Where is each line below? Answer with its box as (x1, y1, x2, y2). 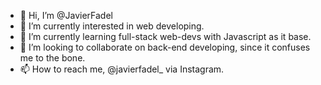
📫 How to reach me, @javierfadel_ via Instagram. (19, 63, 225, 75)
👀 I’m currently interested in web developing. (19, 20, 205, 32)
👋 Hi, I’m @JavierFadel (19, 10, 113, 21)
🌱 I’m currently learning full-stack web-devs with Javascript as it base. (19, 31, 312, 42)
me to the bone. (19, 52, 86, 64)
